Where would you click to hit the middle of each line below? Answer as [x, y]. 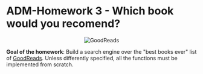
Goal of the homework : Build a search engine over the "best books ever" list [101, 51]
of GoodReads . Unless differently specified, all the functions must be [92, 58]
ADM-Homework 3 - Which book [90, 11]
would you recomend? [63, 24]
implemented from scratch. [40, 64]
